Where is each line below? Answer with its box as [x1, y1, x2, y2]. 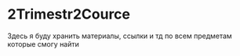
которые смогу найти [7, 39, 80, 48]
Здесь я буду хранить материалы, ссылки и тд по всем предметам [7, 31, 232, 40]
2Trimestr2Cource [7, 5, 131, 23]
